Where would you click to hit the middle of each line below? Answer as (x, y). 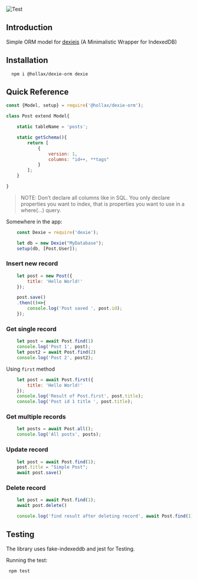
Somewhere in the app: (34, 222)
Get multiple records (36, 417)
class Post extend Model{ (38, 116)
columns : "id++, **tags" (79, 159)
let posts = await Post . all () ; (55, 429)
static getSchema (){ (42, 138)
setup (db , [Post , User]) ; (47, 248)
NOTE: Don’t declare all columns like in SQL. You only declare (95, 197)
